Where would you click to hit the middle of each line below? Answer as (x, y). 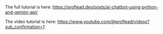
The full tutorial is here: (28, 7)
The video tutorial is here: (31, 22)
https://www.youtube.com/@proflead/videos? (103, 22)
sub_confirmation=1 (25, 27)
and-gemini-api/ (21, 12)
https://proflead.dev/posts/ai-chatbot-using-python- (105, 7)
